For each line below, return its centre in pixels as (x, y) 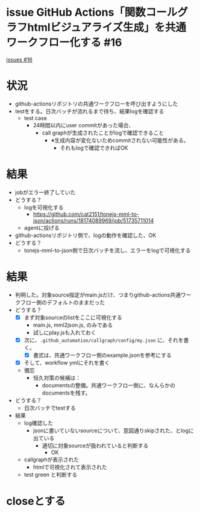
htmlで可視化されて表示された (70, 467)
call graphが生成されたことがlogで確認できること (103, 133)
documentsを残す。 (66, 393)
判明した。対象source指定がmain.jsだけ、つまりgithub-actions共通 (98, 295)
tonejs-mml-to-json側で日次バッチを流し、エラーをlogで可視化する (107, 250)
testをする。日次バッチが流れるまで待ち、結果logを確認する (89, 111)
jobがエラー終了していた (45, 192)
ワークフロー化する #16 (64, 43)
